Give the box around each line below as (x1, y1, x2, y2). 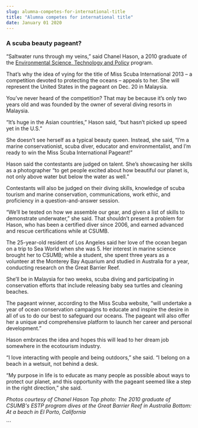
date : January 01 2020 (6, 20, 62, 25)
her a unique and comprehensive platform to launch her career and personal (6, 318, 192, 326)
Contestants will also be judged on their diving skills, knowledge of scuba (6, 184, 185, 191)
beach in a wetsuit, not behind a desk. (6, 360, 99, 367)
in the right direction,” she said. (6, 384, 82, 391)
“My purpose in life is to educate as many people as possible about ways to (6, 371, 190, 379)
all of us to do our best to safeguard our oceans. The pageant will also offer (6, 312, 190, 319)
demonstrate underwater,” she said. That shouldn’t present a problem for (6, 214, 184, 222)
